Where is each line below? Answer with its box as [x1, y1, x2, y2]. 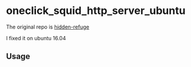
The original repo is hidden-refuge [6, 23, 89, 30]
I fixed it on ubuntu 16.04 [6, 34, 66, 41]
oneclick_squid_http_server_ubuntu [6, 4, 186, 17]
